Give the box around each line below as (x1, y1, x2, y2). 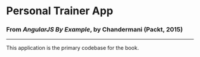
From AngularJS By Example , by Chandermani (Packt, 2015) (6, 26, 183, 34)
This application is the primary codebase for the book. (6, 45, 139, 52)
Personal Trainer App (6, 4, 114, 18)
